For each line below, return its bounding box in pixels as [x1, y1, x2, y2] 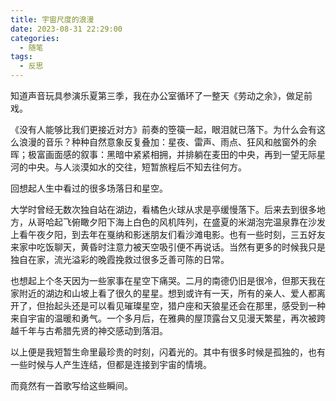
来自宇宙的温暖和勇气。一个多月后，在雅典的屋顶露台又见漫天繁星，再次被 [10, 312, 317, 324]
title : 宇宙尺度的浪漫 [10, 14, 95, 25]
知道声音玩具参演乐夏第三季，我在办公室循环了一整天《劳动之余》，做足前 [10, 90, 313, 101]
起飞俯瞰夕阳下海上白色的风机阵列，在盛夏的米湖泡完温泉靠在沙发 [53, 216, 326, 228]
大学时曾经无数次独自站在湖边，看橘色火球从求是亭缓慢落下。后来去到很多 [10, 204, 317, 215]
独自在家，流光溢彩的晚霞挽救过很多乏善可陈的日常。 [10, 254, 230, 265]
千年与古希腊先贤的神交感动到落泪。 [18, 325, 168, 336]
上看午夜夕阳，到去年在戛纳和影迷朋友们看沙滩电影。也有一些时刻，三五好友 [10, 229, 326, 240]
